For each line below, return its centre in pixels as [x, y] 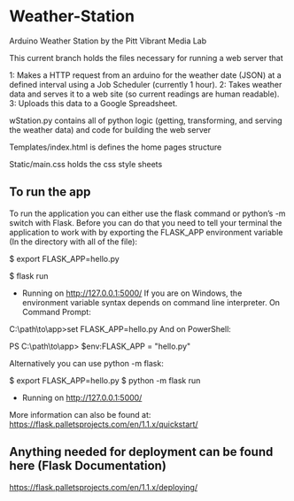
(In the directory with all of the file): [73, 242]
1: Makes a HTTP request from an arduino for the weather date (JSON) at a [145, 75]
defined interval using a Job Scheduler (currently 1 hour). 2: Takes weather [146, 84]
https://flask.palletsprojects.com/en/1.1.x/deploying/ [103, 487]
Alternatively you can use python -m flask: [86, 363]
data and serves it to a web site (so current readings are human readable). [144, 94]
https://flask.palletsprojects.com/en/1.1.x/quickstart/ [104, 424]
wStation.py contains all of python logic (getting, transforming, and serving [146, 120]
